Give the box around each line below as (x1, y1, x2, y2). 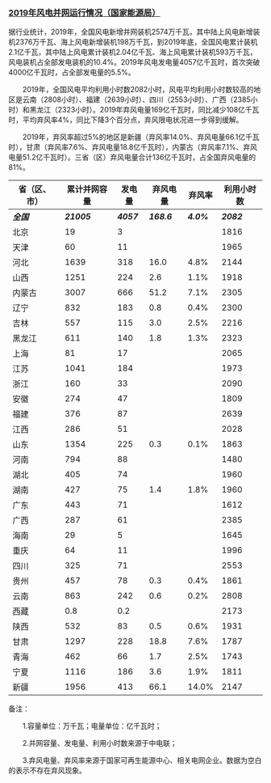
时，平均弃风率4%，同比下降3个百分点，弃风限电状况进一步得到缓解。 (8, 115, 244, 125)
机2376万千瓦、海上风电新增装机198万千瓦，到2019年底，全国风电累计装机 (8, 37, 258, 47)
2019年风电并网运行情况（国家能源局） (8, 6, 161, 18)
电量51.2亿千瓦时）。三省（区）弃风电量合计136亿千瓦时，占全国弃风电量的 (8, 152, 256, 163)
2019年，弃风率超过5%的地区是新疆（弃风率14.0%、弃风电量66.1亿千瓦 (22, 132, 260, 142)
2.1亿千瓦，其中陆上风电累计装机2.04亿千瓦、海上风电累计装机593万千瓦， (8, 47, 257, 57)
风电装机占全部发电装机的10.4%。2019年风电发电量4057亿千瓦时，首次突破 (8, 57, 261, 67)
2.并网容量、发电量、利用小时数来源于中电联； (22, 739, 177, 748)
